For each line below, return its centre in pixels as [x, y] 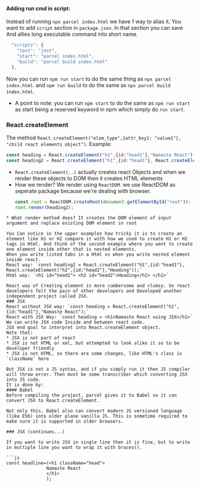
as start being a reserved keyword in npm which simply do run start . [100, 109]
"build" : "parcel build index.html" [62, 62]
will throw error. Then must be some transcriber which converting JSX [97, 375]
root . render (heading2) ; [44, 207]
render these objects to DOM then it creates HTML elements [89, 178]
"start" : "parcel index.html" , [56, 56]
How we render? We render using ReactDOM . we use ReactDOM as [95, 184]
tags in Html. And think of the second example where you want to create [100, 244]
